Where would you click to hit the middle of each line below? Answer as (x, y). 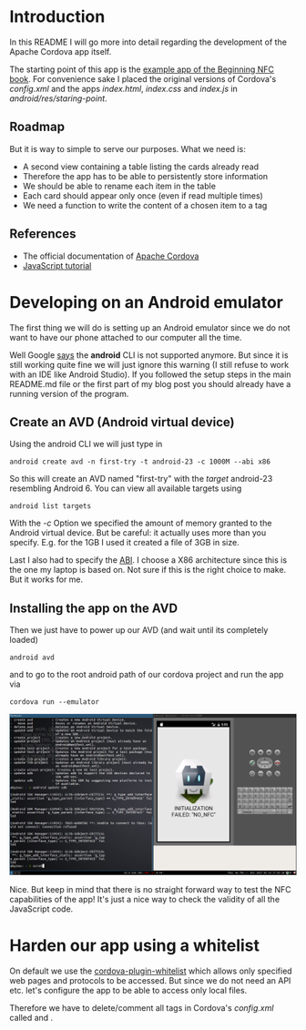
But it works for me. (46, 579)
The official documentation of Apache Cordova (111, 256)
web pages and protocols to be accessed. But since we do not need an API (150, 981)
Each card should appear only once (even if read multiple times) (143, 195)
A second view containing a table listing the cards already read (141, 167)
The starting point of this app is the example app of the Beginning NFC (142, 69)
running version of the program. (69, 393)
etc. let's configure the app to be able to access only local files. (128, 991)
